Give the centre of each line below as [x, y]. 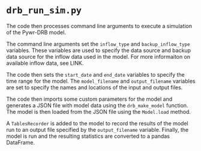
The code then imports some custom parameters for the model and [89, 99]
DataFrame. [20, 142]
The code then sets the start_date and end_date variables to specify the [95, 74]
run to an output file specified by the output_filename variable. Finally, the [97, 129]
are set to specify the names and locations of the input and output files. [94, 87]
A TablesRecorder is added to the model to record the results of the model [97, 123]
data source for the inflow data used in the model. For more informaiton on [98, 56]
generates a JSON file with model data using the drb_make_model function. [97, 105]
